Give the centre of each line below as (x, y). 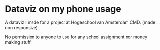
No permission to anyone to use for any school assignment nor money (76, 37)
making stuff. (18, 42)
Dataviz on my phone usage (63, 9)
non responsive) (22, 27)
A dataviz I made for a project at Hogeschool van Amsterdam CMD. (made (80, 22)
